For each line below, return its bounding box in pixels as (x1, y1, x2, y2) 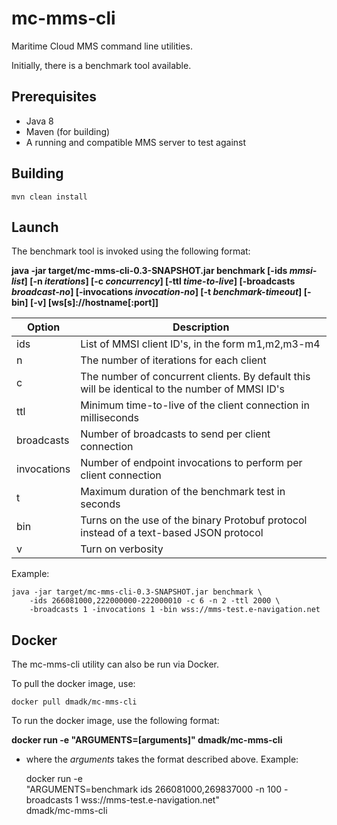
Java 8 (25, 115, 54, 127)
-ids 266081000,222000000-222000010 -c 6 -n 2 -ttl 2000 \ (29, 596, 281, 606)
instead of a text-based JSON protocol (80, 526, 264, 540)
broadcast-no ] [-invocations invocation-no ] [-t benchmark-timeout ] (11, 286, 303, 298)
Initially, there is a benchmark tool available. (11, 59, 192, 71)
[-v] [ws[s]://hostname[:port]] (29, 297, 159, 309)
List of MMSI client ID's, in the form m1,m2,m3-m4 (80, 337, 321, 351)
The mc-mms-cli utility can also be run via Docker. (11, 658, 220, 671)
